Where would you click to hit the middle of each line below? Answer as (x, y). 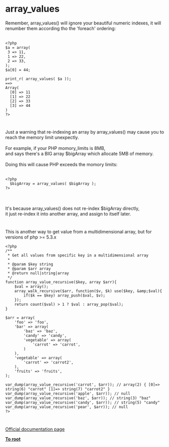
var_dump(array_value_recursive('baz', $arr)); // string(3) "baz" (78, 398)
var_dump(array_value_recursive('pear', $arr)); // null (67, 407)
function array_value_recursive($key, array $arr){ (61, 282)
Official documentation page (35, 429)
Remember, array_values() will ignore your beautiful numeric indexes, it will (83, 23)
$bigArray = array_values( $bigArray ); (53, 184)
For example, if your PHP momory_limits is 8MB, (55, 148)
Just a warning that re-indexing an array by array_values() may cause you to (85, 132)
